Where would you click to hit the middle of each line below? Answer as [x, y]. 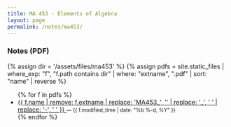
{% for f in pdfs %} [44, 94]
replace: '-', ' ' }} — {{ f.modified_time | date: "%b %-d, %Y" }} [97, 110]
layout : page [26, 20]
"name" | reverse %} [37, 81]
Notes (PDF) [28, 51]
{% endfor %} [37, 117]
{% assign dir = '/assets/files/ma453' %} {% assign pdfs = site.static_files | [116, 66]
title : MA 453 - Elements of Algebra [62, 14]
